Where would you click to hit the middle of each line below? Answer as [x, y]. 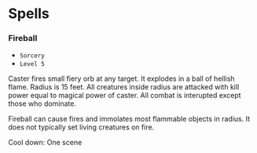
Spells [29, 14]
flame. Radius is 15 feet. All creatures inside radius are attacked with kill [124, 87]
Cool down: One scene [45, 143]
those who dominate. [42, 104]
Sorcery [32, 56]
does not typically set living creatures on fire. [81, 127]
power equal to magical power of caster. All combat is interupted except [125, 96]
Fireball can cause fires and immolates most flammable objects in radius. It [129, 119]
